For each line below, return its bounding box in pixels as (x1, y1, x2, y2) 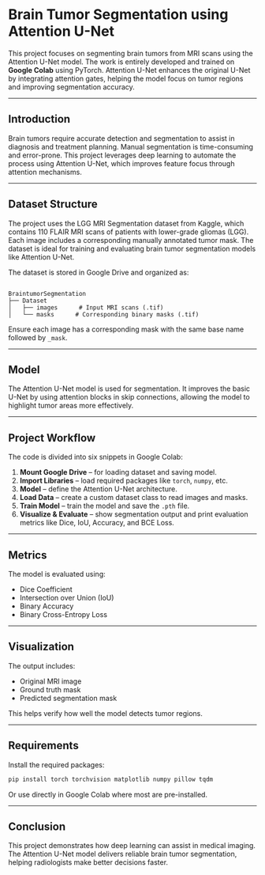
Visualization (8, 640, 75, 653)
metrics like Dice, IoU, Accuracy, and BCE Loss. (19, 518, 175, 528)
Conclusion (8, 820, 66, 833)
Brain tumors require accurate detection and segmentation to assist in (8, 133, 235, 143)
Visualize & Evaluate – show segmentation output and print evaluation (19, 509, 248, 519)
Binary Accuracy (19, 601, 74, 611)
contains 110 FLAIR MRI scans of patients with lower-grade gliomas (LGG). (8, 227, 249, 237)
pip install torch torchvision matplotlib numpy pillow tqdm (8, 775, 214, 783)
